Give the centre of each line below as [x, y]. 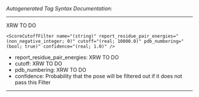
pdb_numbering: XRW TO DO [50, 70]
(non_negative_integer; [36, 41]
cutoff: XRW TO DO [38, 63]
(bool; [14, 46]
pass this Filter [33, 82]
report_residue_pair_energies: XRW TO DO [67, 57]
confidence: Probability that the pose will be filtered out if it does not [98, 76]
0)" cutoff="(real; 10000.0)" [105, 41]
